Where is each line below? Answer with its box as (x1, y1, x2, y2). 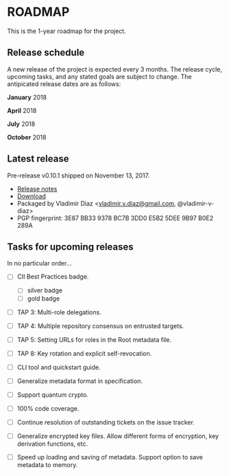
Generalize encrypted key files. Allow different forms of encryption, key (16, 432, 219, 440)
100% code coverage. (16, 404, 80, 413)
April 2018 (7, 106, 37, 114)
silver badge (27, 286, 63, 294)
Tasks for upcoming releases (7, 241, 134, 252)
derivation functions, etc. (16, 440, 88, 448)
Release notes (16, 184, 58, 193)
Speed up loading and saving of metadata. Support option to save (16, 453, 204, 462)
